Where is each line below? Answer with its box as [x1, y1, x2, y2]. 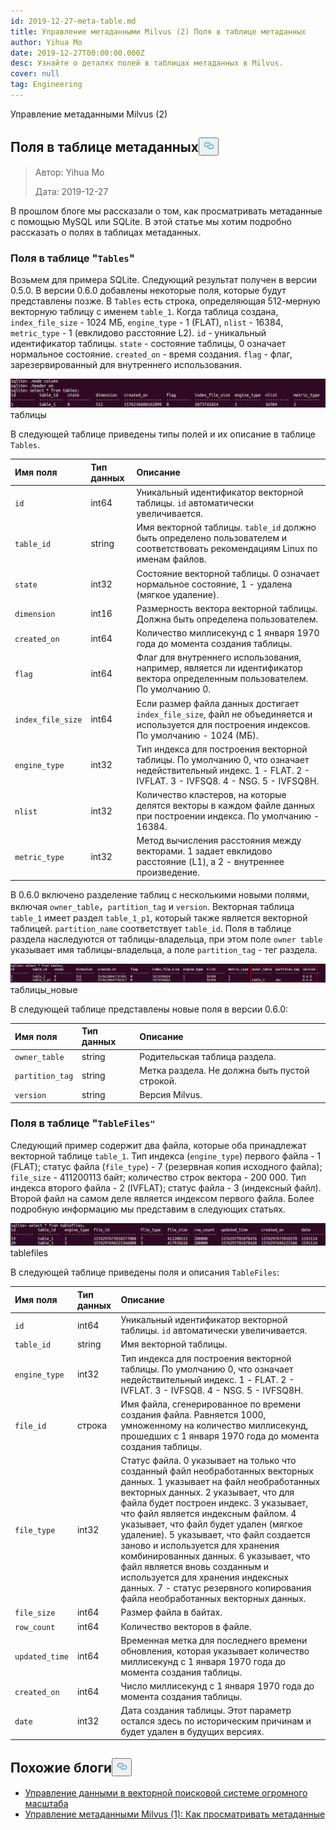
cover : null [10, 69, 60, 79]
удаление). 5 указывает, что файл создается [120, 1529, 311, 1541]
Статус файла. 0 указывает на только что [120, 1455, 297, 1467]
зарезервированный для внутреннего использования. [10, 358, 242, 370]
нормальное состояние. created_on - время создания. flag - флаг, [10, 348, 293, 360]
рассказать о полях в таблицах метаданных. [10, 226, 202, 238]
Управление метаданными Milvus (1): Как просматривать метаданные [24, 1808, 326, 1820]
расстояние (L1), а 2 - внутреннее [136, 856, 285, 868]
